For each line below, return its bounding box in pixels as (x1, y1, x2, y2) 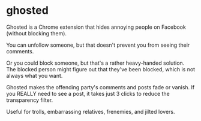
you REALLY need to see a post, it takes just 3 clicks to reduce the (6, 90, 170, 97)
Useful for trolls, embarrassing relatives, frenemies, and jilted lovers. (6, 108, 175, 115)
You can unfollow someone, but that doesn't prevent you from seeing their (6, 41, 190, 49)
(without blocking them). (6, 29, 67, 37)
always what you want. (6, 72, 63, 79)
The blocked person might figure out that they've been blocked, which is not (6, 65, 196, 72)
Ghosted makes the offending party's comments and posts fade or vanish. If (6, 83, 195, 90)
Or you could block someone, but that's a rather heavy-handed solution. (6, 59, 185, 66)
